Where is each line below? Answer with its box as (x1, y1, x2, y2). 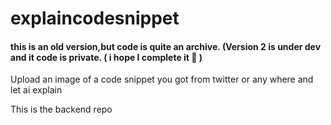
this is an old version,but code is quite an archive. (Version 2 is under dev (10, 40, 322, 52)
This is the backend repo (10, 103, 113, 116)
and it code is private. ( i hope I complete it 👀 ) (10, 51, 203, 63)
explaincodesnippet (10, 7, 180, 30)
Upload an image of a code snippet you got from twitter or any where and (10, 73, 314, 86)
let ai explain (10, 84, 63, 96)
